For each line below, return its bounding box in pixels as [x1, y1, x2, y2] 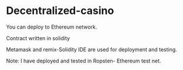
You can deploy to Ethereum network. [6, 23, 97, 30]
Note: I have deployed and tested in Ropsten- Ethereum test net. [6, 57, 161, 64]
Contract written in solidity [6, 34, 70, 41]
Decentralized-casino [6, 4, 114, 17]
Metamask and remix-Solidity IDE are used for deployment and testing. [6, 45, 177, 53]
